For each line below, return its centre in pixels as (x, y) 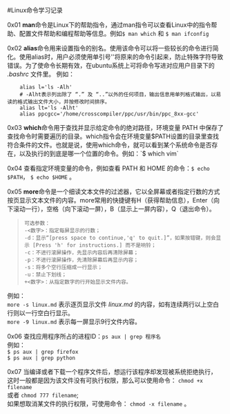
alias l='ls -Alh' (46, 87)
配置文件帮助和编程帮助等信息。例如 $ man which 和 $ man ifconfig (114, 34)
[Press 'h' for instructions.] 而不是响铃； (94, 245)
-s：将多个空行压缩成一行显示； (63, 267)
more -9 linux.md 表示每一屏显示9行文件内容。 (74, 321)
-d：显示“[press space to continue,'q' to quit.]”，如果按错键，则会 (120, 238)
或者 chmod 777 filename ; (43, 395)
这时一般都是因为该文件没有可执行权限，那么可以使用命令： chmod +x (105, 380)
